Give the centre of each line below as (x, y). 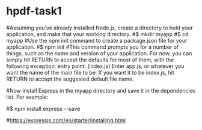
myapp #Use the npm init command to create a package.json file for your (97, 40)
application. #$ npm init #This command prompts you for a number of (93, 47)
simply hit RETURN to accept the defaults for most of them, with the (90, 60)
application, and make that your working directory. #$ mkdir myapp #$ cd (97, 34)
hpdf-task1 (34, 11)
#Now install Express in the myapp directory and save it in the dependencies (101, 90)
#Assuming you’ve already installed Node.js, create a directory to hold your (100, 28)
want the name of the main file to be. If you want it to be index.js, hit (90, 72)
